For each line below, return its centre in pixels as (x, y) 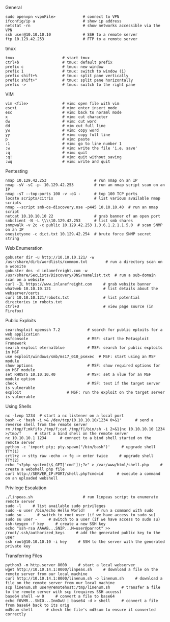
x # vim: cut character (57, 117)
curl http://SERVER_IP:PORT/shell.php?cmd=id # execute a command (83, 474)
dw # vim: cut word (51, 122)
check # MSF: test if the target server (83, 384)
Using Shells (18, 406)
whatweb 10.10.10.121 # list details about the (82, 289)
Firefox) (15, 311)
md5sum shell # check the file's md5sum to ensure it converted (81, 610)
